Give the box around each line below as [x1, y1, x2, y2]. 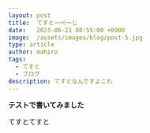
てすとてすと [8, 116, 50, 126]
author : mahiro [8, 48, 58, 56]
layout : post [8, 11, 51, 20]
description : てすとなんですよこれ [8, 77, 113, 85]
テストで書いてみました [8, 100, 84, 109]
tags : [8, 56, 26, 64]
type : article [8, 41, 55, 49]
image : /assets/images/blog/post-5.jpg [8, 33, 144, 42]
